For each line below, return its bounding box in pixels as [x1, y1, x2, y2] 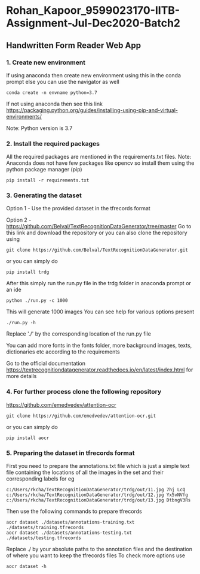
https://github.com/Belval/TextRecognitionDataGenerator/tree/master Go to [6, 223, 192, 230]
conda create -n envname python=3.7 [6, 89, 97, 96]
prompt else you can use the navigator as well [6, 78, 119, 85]
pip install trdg [6, 269, 50, 276]
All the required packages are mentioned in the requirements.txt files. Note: [6, 153, 192, 161]
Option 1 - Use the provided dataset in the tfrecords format [6, 205, 150, 212]
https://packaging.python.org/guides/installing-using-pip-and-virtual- [6, 106, 178, 114]
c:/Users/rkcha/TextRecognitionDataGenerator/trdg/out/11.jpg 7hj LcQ [6, 487, 186, 493]
